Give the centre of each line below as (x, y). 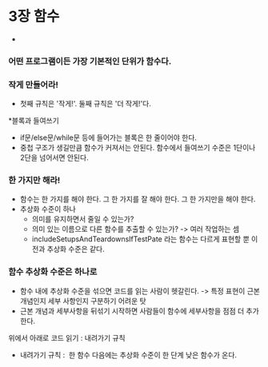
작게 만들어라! (33, 85)
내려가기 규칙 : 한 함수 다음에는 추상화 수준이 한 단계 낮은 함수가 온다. (128, 355)
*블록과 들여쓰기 (34, 121)
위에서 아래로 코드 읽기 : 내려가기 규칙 (67, 337)
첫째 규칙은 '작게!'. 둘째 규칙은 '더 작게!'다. (86, 104)
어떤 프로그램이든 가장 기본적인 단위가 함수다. (90, 61)
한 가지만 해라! (34, 181)
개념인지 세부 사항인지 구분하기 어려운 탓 (83, 301)
